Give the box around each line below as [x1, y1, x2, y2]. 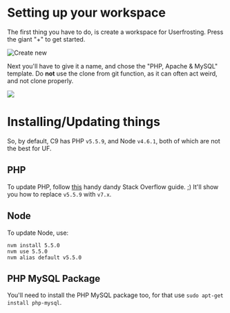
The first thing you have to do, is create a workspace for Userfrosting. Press [7, 28, 224, 36]
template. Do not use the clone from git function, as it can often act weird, [7, 69, 218, 78]
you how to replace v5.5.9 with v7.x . [7, 190, 112, 198]
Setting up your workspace [7, 5, 166, 21]
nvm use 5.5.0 [7, 248, 48, 255]
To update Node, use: [7, 229, 69, 237]
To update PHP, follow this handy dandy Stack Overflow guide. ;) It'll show [7, 182, 219, 191]
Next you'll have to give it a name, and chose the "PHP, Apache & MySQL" [7, 62, 218, 70]
